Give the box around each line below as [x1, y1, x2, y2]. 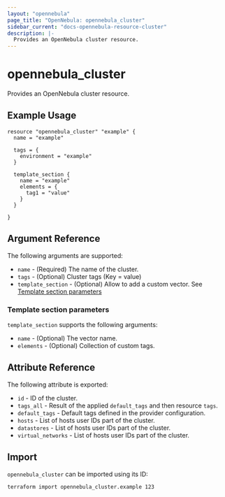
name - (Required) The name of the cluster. [17, 265, 139, 273]
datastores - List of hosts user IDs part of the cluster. [17, 424, 171, 432]
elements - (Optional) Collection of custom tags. [17, 341, 155, 350]
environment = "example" [20, 152, 92, 159]
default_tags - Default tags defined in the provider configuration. [17, 408, 206, 417]
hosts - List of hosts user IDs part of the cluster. [17, 416, 155, 424]
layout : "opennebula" [7, 10, 71, 17]
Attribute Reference [7, 361, 96, 374]
